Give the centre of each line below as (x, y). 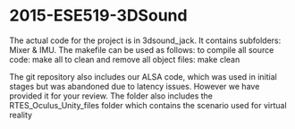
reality (21, 115)
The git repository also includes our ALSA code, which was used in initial (143, 76)
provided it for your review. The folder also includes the (111, 96)
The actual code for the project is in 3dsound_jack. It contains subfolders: (145, 40)
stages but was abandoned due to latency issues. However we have (135, 86)
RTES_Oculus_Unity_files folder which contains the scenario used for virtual (148, 105)
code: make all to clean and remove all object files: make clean (125, 59)
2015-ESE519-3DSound (98, 16)
